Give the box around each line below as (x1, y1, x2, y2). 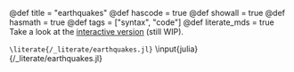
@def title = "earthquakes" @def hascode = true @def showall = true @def (9, 8, 286, 18)
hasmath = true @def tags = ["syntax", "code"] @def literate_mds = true (9, 17, 274, 28)
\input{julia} (154, 44, 199, 54)
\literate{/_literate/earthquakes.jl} (9, 45, 153, 54)
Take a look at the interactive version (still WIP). (9, 27, 184, 36)
